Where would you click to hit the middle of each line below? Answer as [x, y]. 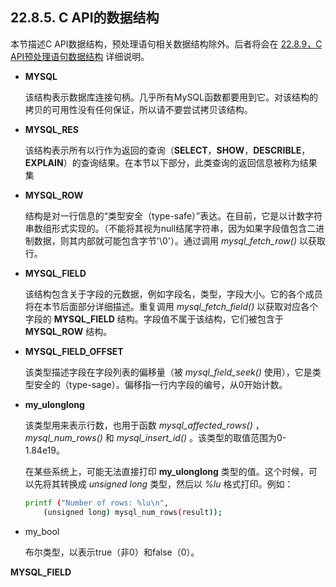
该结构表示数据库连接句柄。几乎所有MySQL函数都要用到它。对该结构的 [171, 97]
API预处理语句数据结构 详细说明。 [80, 56]
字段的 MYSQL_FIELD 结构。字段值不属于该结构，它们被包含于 [154, 319]
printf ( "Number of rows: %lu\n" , [96, 503]
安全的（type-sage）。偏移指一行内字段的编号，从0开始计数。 [160, 384]
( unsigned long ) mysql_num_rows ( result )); [133, 512]
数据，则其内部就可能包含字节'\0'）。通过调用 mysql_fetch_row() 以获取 [179, 240]
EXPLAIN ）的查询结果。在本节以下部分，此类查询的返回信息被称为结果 [171, 162]
